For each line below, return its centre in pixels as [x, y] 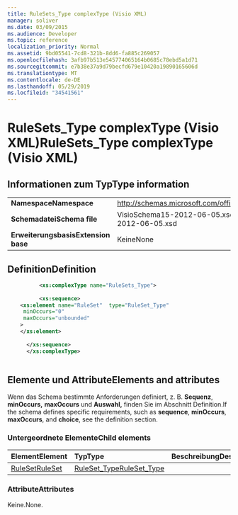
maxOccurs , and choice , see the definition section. [83, 419]
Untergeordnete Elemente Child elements [79, 438]
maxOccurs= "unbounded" [57, 318]
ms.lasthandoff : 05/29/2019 [49, 86]
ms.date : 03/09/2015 [38, 27]
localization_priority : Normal [53, 47]
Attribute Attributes [41, 489]
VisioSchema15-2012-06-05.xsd [175, 215]
